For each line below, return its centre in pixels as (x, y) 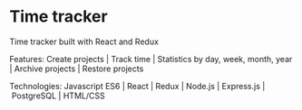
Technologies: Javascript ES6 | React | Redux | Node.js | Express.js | (137, 86)
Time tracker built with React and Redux (84, 41)
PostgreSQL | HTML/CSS (58, 96)
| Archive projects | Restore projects (77, 69)
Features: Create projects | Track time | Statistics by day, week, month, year (151, 59)
